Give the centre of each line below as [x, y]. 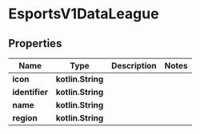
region [25, 118]
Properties [35, 43]
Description [134, 66]
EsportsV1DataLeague [84, 14]
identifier [30, 92]
